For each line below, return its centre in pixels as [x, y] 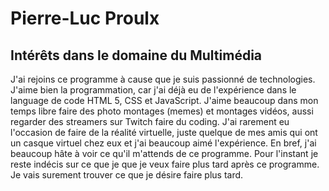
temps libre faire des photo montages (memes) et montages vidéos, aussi [162, 111]
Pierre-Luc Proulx [85, 18]
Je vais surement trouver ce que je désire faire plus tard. [127, 175]
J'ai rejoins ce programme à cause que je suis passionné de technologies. [163, 79]
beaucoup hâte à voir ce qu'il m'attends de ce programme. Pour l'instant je [164, 153]
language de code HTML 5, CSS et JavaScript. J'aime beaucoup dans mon [164, 100]
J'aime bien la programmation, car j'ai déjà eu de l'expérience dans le [153, 90]
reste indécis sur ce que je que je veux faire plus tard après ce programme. [165, 164]
